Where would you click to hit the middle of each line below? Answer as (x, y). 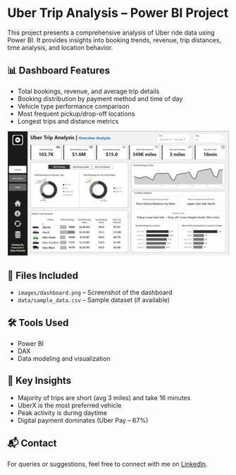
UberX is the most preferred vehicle (69, 405)
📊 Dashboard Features (59, 71)
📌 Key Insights (39, 381)
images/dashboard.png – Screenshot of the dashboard (95, 293)
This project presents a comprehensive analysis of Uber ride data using (111, 32)
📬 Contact (32, 444)
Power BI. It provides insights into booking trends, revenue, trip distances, (114, 40)
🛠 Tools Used (38, 323)
